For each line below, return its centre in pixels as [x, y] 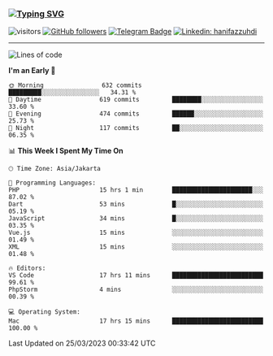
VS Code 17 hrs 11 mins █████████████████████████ [136, 276]
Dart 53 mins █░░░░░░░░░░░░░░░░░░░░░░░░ [136, 204]
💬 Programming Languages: [52, 183]
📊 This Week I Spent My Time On [66, 151]
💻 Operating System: [45, 312]
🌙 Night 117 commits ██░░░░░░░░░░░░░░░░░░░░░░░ [136, 128]
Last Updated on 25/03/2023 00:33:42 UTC [82, 343]
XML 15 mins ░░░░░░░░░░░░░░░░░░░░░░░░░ [136, 247]
